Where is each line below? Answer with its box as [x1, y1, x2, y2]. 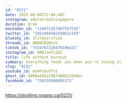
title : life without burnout [5, 54, 67, 60]
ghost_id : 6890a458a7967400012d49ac [5, 74, 83, 79]
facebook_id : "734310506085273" [5, 78, 74, 83]
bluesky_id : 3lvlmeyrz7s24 [5, 36, 62, 41]
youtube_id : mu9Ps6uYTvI [5, 69, 58, 74]
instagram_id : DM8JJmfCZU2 [5, 50, 62, 55]
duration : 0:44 [5, 21, 38, 27]
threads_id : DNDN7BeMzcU [5, 41, 58, 46]
